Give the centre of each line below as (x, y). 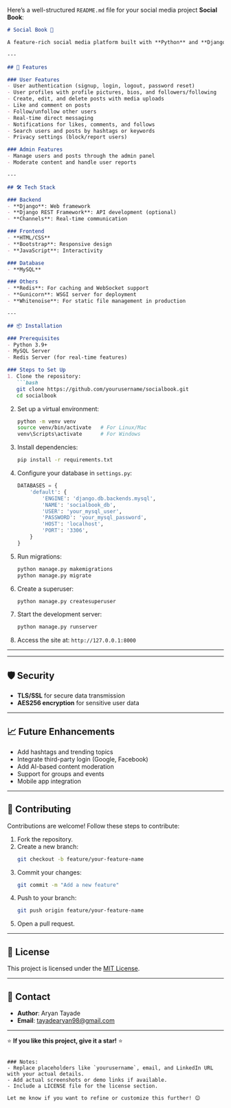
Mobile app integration (49, 781)
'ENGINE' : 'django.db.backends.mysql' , (99, 499)
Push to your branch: (47, 898)
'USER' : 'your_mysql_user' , (82, 511)
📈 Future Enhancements (61, 732)
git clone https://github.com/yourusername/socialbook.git (102, 389)
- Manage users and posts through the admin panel (81, 156)
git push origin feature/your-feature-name (80, 911)
